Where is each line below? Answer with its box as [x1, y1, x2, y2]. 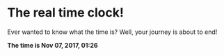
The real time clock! [7, 5, 124, 21]
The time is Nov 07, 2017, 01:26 [7, 41, 99, 49]
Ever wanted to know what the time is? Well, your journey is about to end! [7, 28, 218, 36]
